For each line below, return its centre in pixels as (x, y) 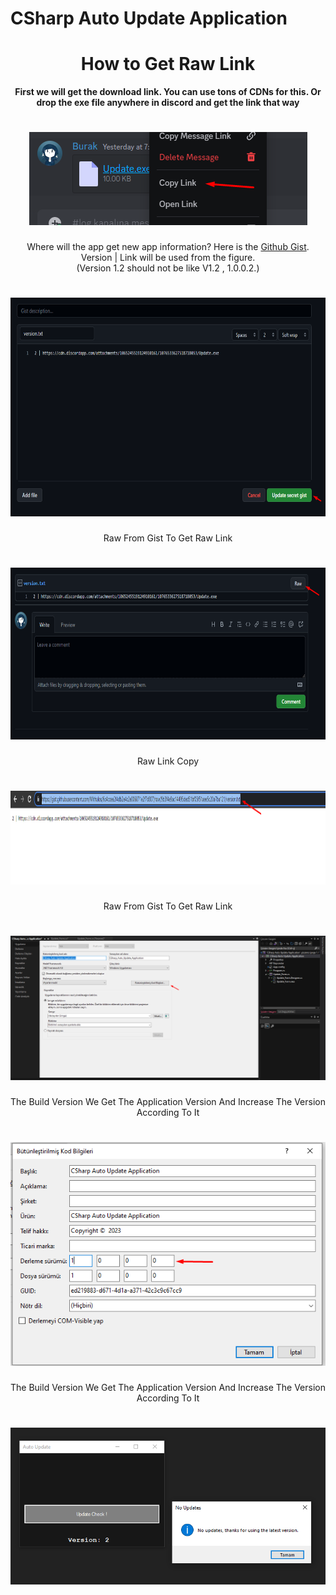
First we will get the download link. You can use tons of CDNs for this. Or (168, 92)
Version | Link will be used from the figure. (168, 258)
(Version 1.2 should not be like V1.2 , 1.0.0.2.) (168, 268)
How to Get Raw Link (168, 64)
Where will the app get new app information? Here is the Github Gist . (168, 247)
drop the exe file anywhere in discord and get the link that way (168, 103)
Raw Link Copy (168, 761)
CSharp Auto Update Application (149, 18)
